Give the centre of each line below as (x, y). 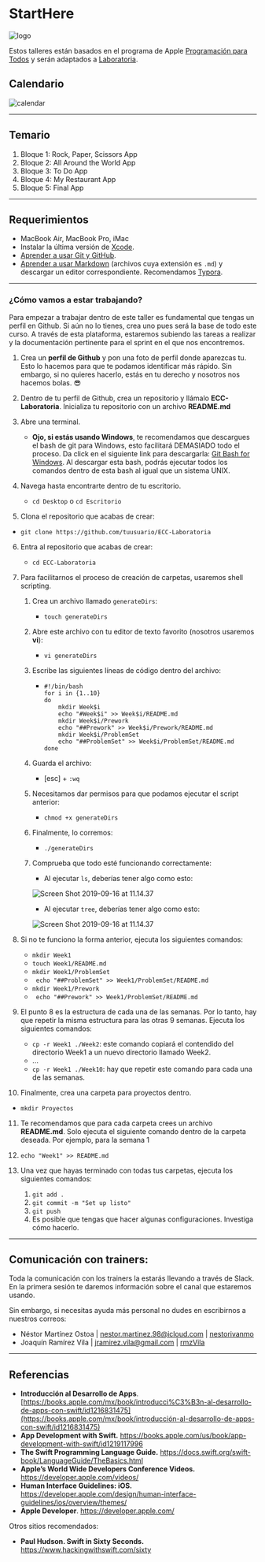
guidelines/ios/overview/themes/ (74, 1503)
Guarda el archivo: (62, 763)
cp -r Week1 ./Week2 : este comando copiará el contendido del (133, 1043)
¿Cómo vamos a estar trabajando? (76, 300)
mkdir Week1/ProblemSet (71, 972)
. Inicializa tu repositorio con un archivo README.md (145, 406)
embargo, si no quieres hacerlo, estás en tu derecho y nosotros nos (130, 374)
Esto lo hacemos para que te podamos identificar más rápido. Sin (126, 366)
